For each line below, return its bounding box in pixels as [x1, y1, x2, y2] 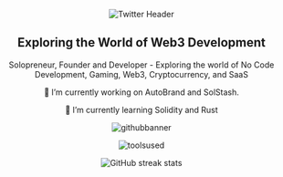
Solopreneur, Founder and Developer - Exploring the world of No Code [8, 59, 275, 70]
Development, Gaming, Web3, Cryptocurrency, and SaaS [35, 68, 248, 79]
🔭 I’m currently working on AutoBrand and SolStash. [44, 87, 239, 98]
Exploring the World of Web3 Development [16, 35, 267, 50]
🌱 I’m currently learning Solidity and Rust [65, 104, 218, 115]
